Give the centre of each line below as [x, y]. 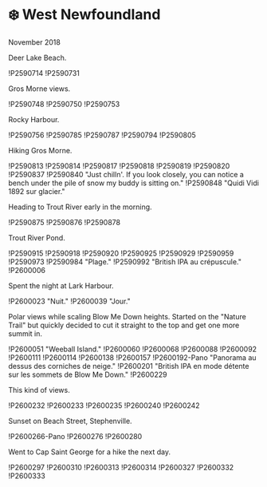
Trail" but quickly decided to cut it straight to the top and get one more [124, 325]
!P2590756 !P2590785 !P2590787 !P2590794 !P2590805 [102, 135]
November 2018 [35, 42]
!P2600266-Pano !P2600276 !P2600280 [75, 436]
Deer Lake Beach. [37, 57]
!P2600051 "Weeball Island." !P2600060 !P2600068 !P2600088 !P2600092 [133, 349]
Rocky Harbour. [34, 119]
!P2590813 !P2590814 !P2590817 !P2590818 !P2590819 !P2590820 [119, 166]
